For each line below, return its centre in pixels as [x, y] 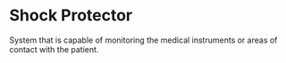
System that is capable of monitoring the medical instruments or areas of [143, 40]
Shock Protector [71, 16]
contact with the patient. [54, 49]
